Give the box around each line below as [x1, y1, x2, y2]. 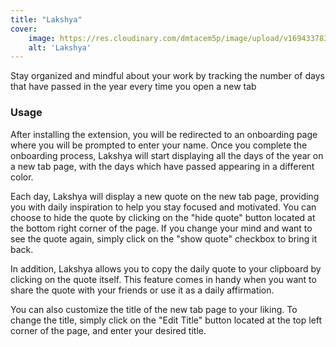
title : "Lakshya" [10, 14, 83, 25]
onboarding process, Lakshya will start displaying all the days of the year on [10, 149, 324, 161]
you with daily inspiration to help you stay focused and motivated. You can [10, 201, 317, 213]
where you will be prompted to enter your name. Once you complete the [10, 139, 308, 151]
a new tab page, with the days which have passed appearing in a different [10, 160, 315, 172]
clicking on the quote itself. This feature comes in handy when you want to [10, 273, 317, 285]
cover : [10, 24, 38, 34]
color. [10, 171, 34, 183]
